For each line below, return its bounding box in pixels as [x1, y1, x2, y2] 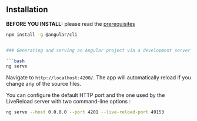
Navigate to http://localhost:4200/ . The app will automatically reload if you [6, 74, 191, 81]
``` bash [6, 58, 25, 64]
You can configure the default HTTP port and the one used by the [6, 92, 165, 99]
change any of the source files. [6, 80, 82, 88]
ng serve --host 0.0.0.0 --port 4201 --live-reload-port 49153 [6, 109, 165, 115]
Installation [6, 5, 48, 15]
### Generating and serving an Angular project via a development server [6, 47, 191, 53]
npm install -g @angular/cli [6, 32, 78, 38]
